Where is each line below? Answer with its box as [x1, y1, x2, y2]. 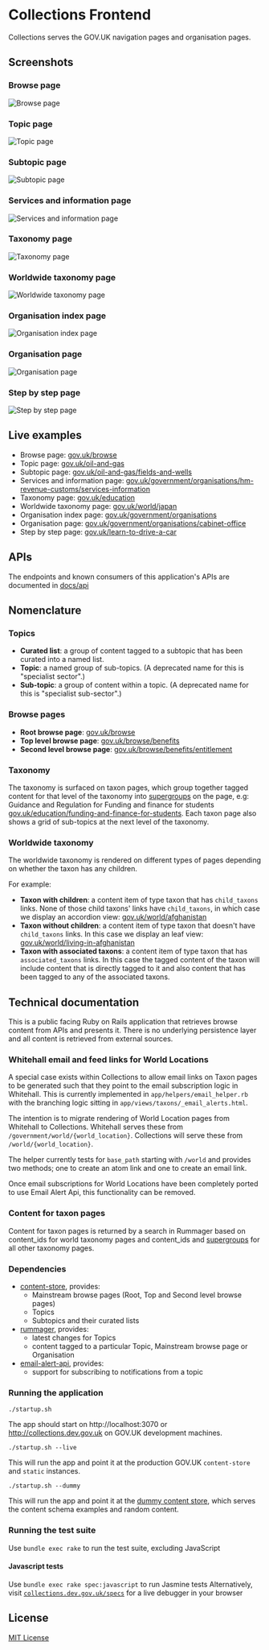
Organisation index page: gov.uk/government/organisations [19, 510, 217, 519]
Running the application [8, 1387, 104, 1398]
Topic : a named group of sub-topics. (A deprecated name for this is [19, 663, 245, 673]
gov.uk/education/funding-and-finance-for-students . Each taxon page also [8, 808, 257, 818]
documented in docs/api [8, 580, 89, 589]
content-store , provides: [19, 1281, 100, 1291]
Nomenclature [8, 604, 82, 618]
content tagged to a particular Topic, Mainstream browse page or [31, 1341, 248, 1350]
